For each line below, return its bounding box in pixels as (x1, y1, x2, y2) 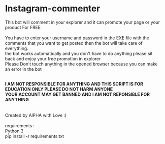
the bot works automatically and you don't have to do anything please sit (5, 50, 153, 57)
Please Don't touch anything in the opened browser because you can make (5, 61, 158, 67)
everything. (5, 45, 29, 51)
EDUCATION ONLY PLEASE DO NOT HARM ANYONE (5, 86, 113, 92)
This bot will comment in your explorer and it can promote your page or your (5, 19, 160, 25)
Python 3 (5, 128, 24, 134)
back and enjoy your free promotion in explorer (5, 56, 101, 61)
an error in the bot (5, 66, 42, 72)
